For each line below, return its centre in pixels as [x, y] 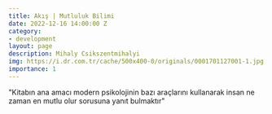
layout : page [31, 46]
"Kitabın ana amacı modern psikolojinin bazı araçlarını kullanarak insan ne [132, 92]
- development [33, 39]
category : [25, 31]
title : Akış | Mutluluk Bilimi [61, 16]
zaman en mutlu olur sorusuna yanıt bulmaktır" [87, 101]
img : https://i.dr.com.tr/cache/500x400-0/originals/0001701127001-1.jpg [136, 62]
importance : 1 [33, 69]
